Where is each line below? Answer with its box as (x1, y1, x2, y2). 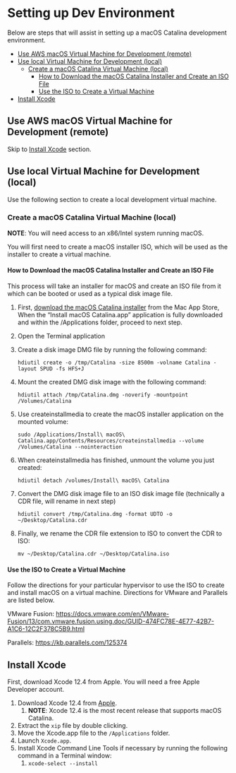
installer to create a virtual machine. (7, 249, 111, 259)
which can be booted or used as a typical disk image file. (7, 290, 173, 298)
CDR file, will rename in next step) (17, 497, 116, 506)
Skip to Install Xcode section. (7, 145, 92, 153)
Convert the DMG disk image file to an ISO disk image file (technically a (17, 490, 225, 498)
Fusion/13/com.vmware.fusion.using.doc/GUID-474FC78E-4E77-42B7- (7, 617, 215, 626)
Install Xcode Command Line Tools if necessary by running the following (17, 744, 228, 753)
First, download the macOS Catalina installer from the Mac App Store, (17, 303, 220, 312)
